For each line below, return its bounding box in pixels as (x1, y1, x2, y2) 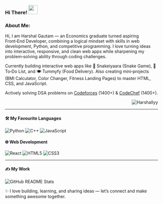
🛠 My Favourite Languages (5, 115, 62, 121)
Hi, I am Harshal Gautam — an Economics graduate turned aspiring (5, 33, 139, 39)
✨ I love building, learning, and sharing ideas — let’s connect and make (5, 188, 147, 194)
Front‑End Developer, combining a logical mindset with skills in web (5, 38, 140, 44)
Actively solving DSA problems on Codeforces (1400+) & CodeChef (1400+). (5, 90, 158, 96)
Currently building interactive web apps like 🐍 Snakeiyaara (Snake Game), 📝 (5, 63, 156, 69)
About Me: (5, 22, 31, 29)
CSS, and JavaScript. (5, 80, 48, 87)
